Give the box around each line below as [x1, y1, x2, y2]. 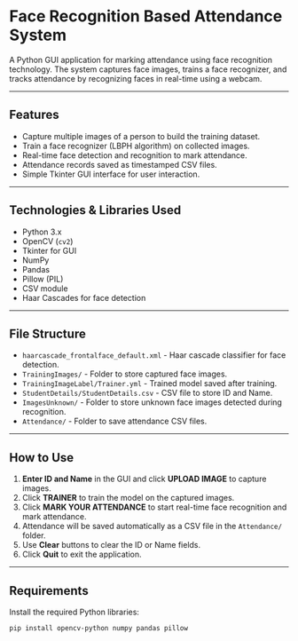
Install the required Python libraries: [9, 606, 140, 617]
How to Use [9, 450, 74, 465]
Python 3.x [21, 226, 62, 237]
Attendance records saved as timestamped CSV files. [21, 159, 217, 170]
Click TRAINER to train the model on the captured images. [21, 493, 235, 503]
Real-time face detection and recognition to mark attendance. [21, 149, 248, 161]
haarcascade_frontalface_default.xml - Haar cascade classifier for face [21, 350, 286, 360]
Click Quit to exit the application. [21, 549, 142, 560]
